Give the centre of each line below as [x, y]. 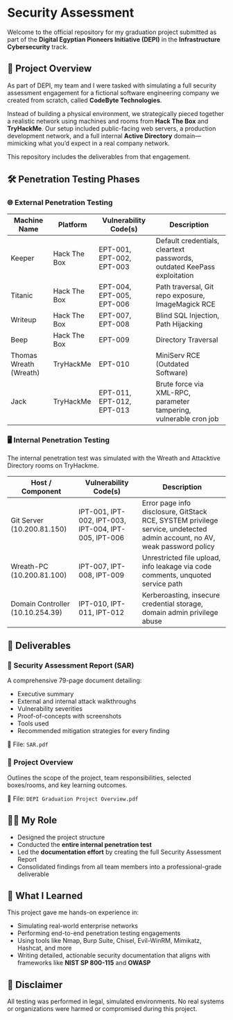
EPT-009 [114, 340]
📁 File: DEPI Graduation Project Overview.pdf [73, 798]
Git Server [27, 520]
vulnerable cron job [187, 419]
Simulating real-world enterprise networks [78, 926]
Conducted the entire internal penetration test [85, 844]
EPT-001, [115, 249]
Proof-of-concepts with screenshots [69, 716]
